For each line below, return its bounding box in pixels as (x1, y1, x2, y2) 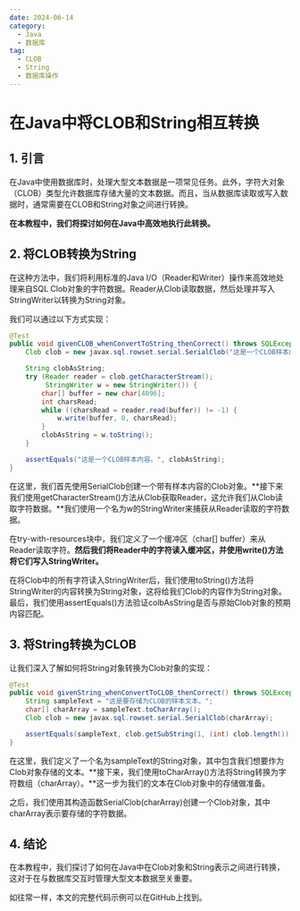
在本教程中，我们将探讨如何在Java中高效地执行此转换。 (9, 217, 216, 228)
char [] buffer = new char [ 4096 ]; (41, 388, 166, 398)
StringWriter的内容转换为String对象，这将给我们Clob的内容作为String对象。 (9, 585, 287, 596)
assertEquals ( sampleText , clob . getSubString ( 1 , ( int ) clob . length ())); (25, 729, 297, 738)
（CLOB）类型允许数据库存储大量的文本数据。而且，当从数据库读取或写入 (9, 187, 281, 198)
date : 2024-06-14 (9, 13, 74, 22)
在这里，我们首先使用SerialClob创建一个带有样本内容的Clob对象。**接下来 (9, 481, 284, 491)
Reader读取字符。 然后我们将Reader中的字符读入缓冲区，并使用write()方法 (9, 544, 284, 555)
